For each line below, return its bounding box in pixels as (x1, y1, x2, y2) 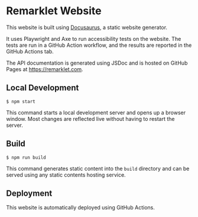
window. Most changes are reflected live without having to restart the (6, 115, 175, 122)
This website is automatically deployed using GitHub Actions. (6, 204, 155, 211)
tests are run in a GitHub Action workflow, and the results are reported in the (6, 42, 192, 49)
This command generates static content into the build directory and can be (6, 165, 190, 172)
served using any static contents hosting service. (6, 171, 126, 178)
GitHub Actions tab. (6, 47, 54, 55)
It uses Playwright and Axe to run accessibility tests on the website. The (6, 35, 181, 42)
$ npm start (6, 98, 35, 104)
